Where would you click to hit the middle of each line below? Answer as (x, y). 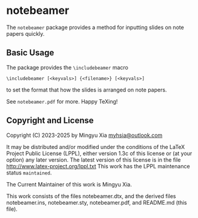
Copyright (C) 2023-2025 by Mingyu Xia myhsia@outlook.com (84, 135)
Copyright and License (50, 121)
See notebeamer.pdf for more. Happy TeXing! (62, 101)
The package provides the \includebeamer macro (67, 67)
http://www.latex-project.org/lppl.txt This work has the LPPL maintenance (98, 166)
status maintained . (29, 173)
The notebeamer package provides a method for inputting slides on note (95, 27)
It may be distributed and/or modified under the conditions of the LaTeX (96, 147)
